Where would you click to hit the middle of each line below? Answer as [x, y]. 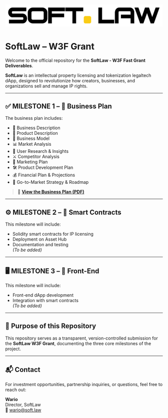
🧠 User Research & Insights [40, 151]
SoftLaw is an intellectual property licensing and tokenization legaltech [78, 75]
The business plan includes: [34, 118]
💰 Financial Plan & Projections [44, 175]
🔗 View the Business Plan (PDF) [51, 192]
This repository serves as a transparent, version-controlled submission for [82, 338]
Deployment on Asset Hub [39, 239]
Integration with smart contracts [45, 300]
